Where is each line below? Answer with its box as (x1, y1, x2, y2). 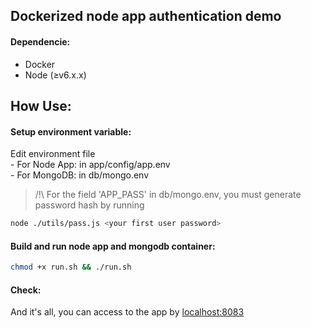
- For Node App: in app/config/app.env (10, 159, 171, 171)
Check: (10, 284, 42, 296)
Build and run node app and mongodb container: (10, 240, 216, 252)
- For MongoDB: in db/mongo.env (10, 169, 150, 181)
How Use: (10, 97, 72, 114)
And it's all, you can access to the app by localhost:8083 (10, 306, 245, 318)
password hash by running (34, 199, 145, 211)
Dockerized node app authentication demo (10, 8, 282, 25)
